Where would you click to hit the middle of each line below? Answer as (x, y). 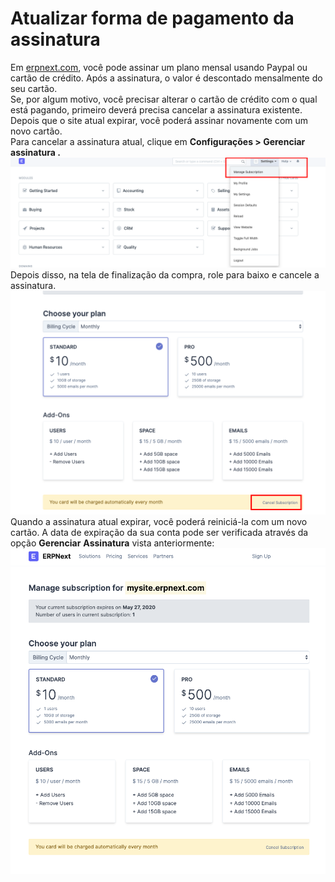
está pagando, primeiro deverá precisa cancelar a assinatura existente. (156, 109)
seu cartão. (34, 88)
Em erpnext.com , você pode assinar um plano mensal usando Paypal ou (159, 67)
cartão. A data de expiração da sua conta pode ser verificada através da (159, 532)
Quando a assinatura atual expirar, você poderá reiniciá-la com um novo (159, 521)
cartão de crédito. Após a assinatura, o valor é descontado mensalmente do (166, 78)
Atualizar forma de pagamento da (152, 18)
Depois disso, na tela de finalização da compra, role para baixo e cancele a (165, 275)
